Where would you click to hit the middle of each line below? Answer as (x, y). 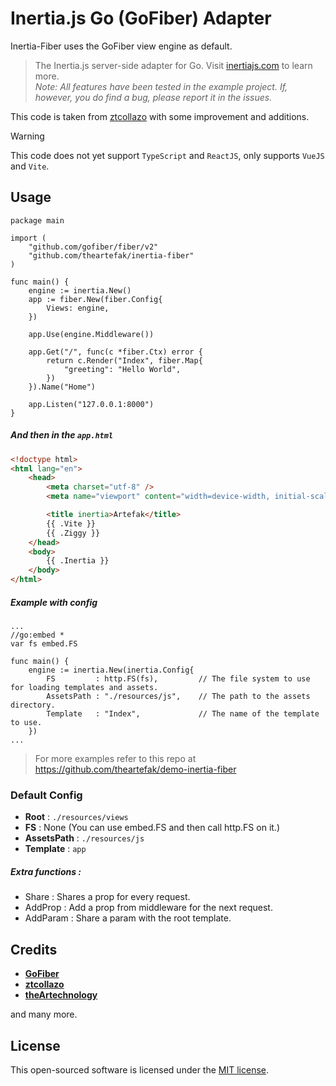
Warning (27, 136)
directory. (33, 705)
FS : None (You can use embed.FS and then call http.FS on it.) (152, 828)
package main (37, 220)
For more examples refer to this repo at (115, 759)
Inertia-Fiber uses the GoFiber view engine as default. (121, 46)
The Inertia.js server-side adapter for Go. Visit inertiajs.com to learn (173, 65)
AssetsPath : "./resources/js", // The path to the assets (178, 697)
